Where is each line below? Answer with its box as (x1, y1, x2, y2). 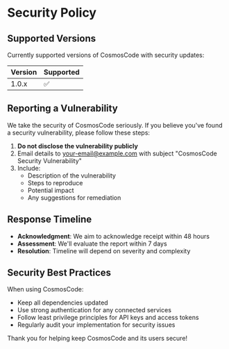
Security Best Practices (7, 267, 112, 279)
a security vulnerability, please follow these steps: (7, 128, 151, 137)
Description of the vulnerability (27, 171, 117, 180)
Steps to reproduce (27, 178, 83, 187)
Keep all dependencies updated (17, 298, 109, 307)
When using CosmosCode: (7, 285, 84, 293)
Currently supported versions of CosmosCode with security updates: (7, 51, 205, 59)
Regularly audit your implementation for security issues (17, 321, 176, 329)
